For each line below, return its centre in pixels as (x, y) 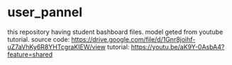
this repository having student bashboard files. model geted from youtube (115, 32)
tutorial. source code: (39, 39)
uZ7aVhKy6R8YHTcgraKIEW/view (57, 47)
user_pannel (45, 12)
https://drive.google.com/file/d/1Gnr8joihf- (133, 39)
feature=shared (30, 54)
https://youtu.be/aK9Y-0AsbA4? (178, 47)
